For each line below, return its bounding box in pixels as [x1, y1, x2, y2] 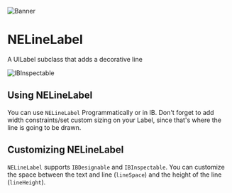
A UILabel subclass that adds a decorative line [7, 55, 143, 63]
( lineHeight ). [7, 177, 46, 186]
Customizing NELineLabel [7, 144, 124, 156]
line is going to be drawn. [7, 123, 82, 131]
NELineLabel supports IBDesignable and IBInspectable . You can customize [7, 162, 225, 171]
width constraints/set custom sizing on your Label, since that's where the [7, 116, 222, 124]
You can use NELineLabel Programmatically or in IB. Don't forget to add [7, 108, 214, 116]
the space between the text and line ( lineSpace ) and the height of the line [7, 170, 222, 179]
